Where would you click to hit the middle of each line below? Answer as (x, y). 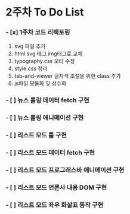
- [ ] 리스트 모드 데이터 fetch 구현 (50, 153)
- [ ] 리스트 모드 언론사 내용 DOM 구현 (56, 188)
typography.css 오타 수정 (44, 61)
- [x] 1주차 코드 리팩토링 (38, 32)
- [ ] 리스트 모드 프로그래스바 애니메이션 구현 (65, 170)
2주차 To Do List (45, 12)
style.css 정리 (31, 68)
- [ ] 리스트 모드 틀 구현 (36, 136)
